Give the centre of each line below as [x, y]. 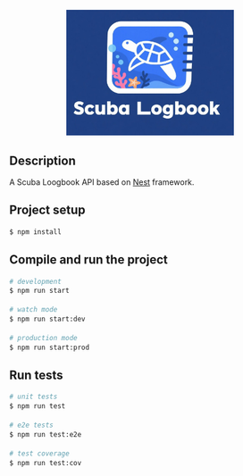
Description [42, 160]
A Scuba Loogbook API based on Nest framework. [102, 182]
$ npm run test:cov [46, 463]
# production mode [43, 338]
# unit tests [34, 397]
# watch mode [34, 310]
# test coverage [39, 453]
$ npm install [36, 232]
